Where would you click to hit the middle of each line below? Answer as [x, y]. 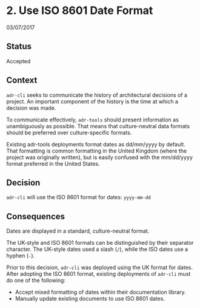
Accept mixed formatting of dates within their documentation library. [100, 292]
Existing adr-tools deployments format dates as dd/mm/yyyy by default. [96, 144]
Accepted [18, 61]
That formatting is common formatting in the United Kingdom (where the [97, 151]
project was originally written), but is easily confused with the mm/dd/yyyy [99, 157]
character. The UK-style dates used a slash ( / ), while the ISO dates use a [97, 249]
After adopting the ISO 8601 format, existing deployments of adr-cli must [98, 274]
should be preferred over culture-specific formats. [69, 132]
